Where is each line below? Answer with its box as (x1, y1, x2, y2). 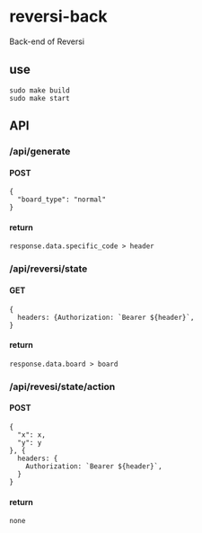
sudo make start (9, 93, 70, 102)
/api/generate (9, 146, 71, 158)
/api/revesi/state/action (9, 380, 116, 393)
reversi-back (9, 6, 108, 27)
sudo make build (9, 85, 70, 95)
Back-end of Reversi (9, 36, 85, 47)
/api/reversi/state (9, 262, 88, 275)
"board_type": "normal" (17, 195, 106, 204)
